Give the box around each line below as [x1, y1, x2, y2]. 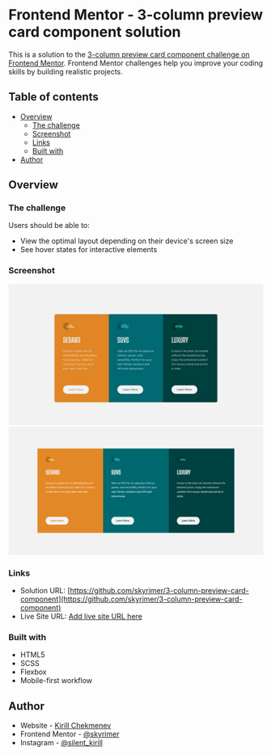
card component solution [8, 23, 181, 41]
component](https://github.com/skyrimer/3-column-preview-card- [19, 594, 243, 604]
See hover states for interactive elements [19, 245, 158, 255]
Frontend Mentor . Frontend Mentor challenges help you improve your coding [8, 58, 264, 68]
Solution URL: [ [19, 586, 70, 596]
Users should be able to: [8, 221, 91, 230]
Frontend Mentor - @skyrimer [19, 729, 120, 739]
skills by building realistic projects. [8, 66, 123, 76]
